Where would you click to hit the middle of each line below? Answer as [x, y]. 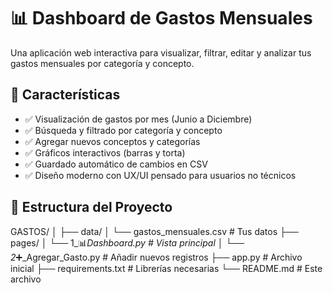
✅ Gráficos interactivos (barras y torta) [105, 152]
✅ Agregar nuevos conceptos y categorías [112, 141]
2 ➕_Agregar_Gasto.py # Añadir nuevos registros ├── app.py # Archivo [156, 257]
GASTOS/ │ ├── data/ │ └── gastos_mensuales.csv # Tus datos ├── [154, 231]
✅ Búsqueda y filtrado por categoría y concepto [123, 130]
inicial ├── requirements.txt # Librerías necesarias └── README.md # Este [166, 268]
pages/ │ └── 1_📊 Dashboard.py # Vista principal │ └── [127, 242]
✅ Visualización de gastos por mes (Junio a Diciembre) [138, 119]
